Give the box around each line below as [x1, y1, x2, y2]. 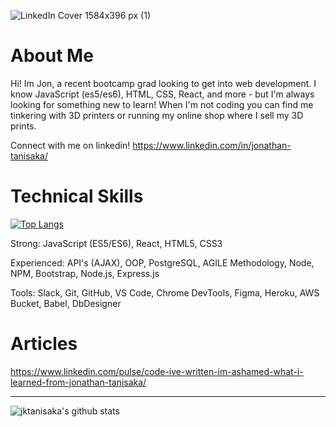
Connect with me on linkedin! [10, 139, 131, 151]
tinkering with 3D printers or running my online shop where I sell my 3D [10, 109, 304, 121]
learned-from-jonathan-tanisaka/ [10, 376, 147, 388]
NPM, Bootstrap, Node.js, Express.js [10, 267, 160, 279]
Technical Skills [10, 185, 144, 208]
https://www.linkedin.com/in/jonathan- [132, 139, 292, 151]
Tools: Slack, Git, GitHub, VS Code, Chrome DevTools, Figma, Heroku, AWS [10, 286, 320, 299]
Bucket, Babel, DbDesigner [10, 297, 122, 309]
